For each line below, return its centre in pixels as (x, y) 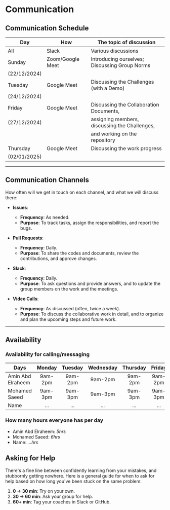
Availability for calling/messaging (48, 354)
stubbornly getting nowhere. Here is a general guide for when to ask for (80, 476)
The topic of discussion (126, 42)
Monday (47, 368)
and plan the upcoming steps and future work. (68, 319)
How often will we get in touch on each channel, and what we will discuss (82, 192)
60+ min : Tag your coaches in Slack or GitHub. (62, 502)
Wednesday (103, 368)
